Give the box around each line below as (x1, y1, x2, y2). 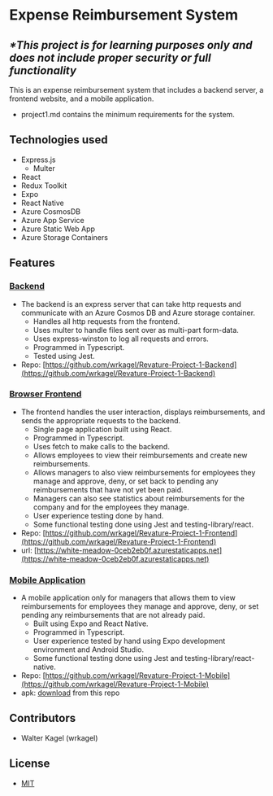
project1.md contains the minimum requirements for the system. (20, 110, 235, 119)
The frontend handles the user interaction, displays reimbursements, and (20, 407, 266, 417)
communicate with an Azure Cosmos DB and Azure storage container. (20, 308, 255, 317)
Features (9, 256, 55, 270)
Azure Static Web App (20, 224, 96, 234)
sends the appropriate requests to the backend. (20, 415, 181, 425)
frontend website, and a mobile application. (9, 94, 154, 103)
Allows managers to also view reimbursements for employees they (32, 467, 256, 477)
